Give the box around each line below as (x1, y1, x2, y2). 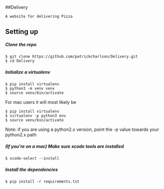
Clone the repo (5, 41, 37, 47)
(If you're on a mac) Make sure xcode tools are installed (5, 143, 124, 149)
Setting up (5, 28, 39, 36)
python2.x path (5, 132, 37, 138)
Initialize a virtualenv (5, 69, 51, 75)
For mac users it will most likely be (5, 99, 77, 105)
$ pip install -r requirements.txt (5, 179, 80, 184)
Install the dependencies (5, 166, 58, 172)
